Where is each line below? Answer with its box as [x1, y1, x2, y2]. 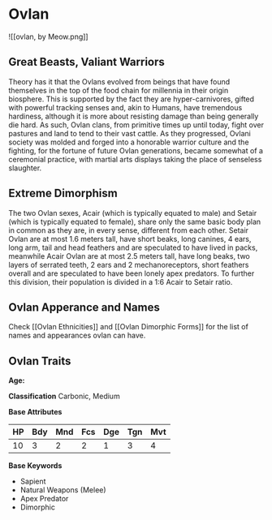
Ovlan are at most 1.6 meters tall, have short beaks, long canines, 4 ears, [8, 234, 252, 243]
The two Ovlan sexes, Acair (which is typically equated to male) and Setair [8, 208, 257, 217]
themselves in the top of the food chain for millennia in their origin [8, 85, 229, 95]
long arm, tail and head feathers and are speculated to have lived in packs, [8, 243, 258, 252]
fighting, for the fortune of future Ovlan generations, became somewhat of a [8, 145, 264, 155]
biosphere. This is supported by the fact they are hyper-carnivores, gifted [8, 94, 254, 104]
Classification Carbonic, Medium [8, 391, 120, 402]
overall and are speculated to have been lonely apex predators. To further [8, 269, 255, 278]
